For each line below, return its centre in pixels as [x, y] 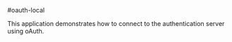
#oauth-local [26, 10]
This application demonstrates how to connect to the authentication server [116, 23]
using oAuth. [26, 31]
